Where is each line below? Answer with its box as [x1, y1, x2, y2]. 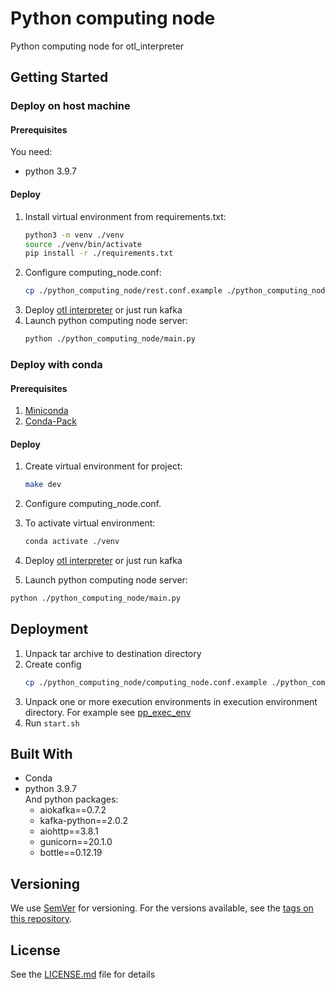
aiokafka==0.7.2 [39, 804, 107, 816]
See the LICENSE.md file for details [10, 968, 156, 981]
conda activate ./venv [24, 537, 120, 547]
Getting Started [10, 69, 109, 86]
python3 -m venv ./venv [24, 230, 125, 240]
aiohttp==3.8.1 [39, 825, 99, 837]
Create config [24, 658, 82, 670]
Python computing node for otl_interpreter [10, 40, 185, 52]
